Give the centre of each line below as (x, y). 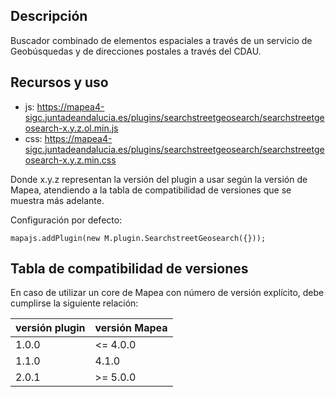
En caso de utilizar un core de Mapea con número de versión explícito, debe (167, 293)
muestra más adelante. (57, 200)
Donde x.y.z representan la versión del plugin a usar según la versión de (159, 179)
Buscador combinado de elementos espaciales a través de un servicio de (161, 40)
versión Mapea (131, 328)
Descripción (49, 16)
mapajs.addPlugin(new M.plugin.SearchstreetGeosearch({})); (138, 238)
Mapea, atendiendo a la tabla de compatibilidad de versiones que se (151, 190)
